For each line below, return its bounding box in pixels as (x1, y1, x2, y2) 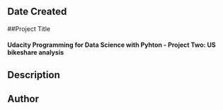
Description (7, 69, 60, 81)
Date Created (7, 6, 67, 18)
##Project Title (7, 24, 51, 33)
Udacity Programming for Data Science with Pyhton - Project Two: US (7, 40, 216, 49)
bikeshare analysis (7, 48, 64, 57)
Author (7, 93, 39, 105)
